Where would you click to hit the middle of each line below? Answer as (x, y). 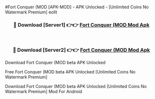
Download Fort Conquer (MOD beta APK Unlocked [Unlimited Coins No (76, 86)
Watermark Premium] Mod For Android (44, 91)
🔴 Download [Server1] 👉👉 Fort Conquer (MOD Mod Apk (81, 25)
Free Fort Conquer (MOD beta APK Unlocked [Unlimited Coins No (70, 71)
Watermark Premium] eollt (31, 12)
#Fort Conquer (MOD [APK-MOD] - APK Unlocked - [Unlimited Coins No (77, 7)
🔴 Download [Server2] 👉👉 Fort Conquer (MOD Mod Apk (81, 50)
